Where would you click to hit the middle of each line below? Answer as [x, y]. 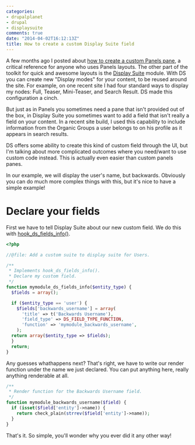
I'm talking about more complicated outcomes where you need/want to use [96, 151]
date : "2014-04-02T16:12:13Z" [43, 39]
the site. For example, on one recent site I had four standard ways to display [97, 85]
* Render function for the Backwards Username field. [75, 392]
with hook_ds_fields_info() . [38, 234]
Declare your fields [53, 211]
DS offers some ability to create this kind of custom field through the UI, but [97, 145]
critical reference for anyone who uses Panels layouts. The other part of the [97, 67]
